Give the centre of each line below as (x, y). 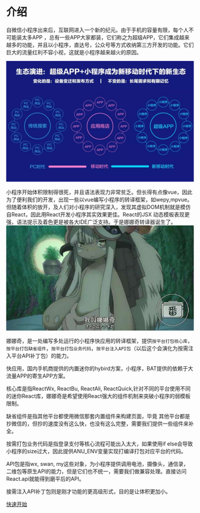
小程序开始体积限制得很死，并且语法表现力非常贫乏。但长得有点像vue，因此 (99, 192)
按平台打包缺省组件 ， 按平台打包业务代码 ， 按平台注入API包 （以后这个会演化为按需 (97, 348)
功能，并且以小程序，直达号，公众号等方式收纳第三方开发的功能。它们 (108, 45)
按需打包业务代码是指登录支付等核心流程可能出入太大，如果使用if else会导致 (100, 444)
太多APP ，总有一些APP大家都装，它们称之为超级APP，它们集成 (101, 37)
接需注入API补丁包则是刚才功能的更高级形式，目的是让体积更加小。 (89, 491)
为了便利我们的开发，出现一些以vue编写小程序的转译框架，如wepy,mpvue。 (99, 199)
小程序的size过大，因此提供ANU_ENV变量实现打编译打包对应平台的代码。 (96, 451)
